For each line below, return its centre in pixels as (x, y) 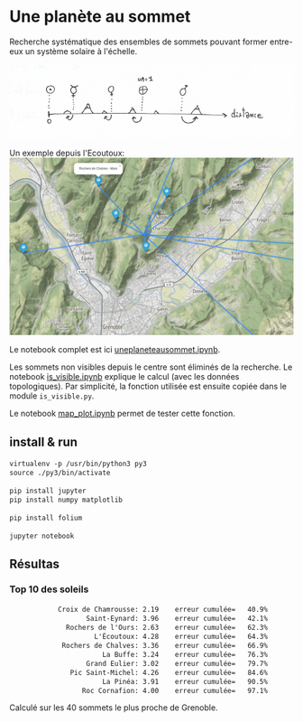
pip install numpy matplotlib (66, 500)
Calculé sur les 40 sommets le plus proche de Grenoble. (114, 708)
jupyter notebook (42, 536)
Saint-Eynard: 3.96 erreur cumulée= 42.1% (177, 618)
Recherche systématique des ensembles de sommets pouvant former (138, 42)
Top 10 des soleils (49, 589)
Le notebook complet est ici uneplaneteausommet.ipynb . (115, 350)
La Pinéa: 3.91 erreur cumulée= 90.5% (185, 681)
